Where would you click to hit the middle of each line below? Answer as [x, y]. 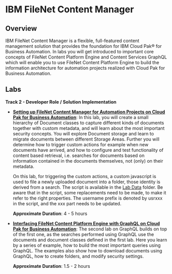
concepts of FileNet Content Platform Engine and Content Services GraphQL [86, 57]
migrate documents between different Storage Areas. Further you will [86, 139]
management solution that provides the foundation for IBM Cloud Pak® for [84, 46]
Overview [21, 28]
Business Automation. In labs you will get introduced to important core [80, 52]
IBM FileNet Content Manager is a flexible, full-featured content [72, 41]
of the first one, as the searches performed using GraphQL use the [83, 234]
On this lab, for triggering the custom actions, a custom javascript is [84, 176]
